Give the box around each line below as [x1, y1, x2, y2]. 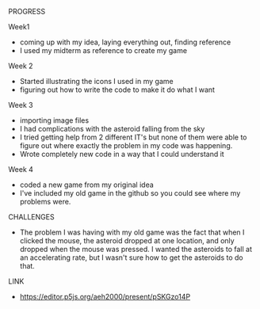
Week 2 [8, 61, 33, 71]
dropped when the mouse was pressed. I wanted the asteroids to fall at [19, 245, 252, 254]
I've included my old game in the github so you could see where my [19, 189, 241, 197]
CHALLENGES [8, 212, 55, 221]
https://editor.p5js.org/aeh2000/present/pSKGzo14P [19, 292, 191, 301]
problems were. [19, 197, 71, 206]
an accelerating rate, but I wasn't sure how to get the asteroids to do [19, 253, 243, 262]
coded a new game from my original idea [19, 180, 155, 189]
